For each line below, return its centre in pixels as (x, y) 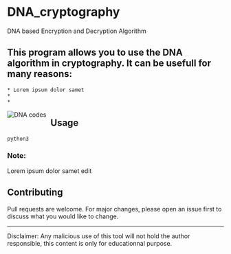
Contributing (35, 193)
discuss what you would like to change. (63, 216)
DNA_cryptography (64, 12)
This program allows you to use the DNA (95, 53)
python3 (18, 139)
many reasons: (40, 74)
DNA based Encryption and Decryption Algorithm (77, 31)
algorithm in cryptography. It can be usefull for (109, 63)
